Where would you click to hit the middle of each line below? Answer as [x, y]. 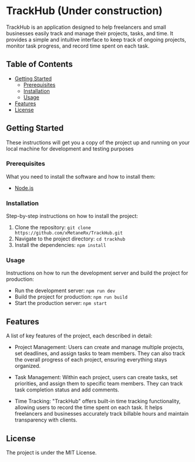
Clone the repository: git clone [53, 227]
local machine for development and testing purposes [70, 149]
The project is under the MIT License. [51, 453]
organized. [28, 366]
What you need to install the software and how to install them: [81, 176]
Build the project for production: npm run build [71, 297]
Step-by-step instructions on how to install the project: [72, 216]
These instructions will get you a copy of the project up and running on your [98, 142]
